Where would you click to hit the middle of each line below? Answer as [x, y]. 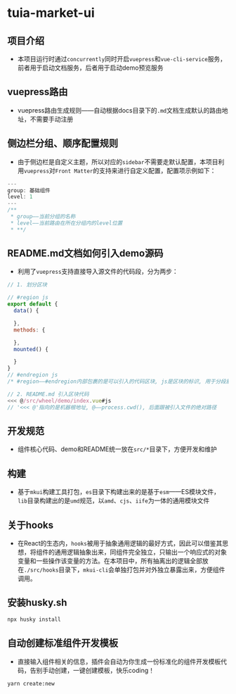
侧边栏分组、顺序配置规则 [63, 143]
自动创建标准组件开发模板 [63, 643]
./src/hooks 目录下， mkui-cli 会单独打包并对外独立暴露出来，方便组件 [124, 569]
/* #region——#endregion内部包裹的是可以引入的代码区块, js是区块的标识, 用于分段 [117, 381]
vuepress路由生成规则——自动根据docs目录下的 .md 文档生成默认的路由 [120, 110]
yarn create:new [31, 683]
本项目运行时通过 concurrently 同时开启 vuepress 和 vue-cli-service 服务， [122, 59]
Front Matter [74, 171]
